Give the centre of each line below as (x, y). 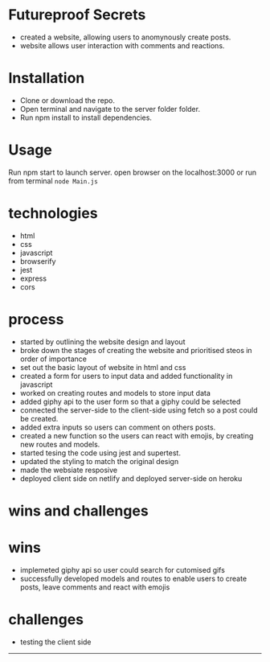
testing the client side (55, 642)
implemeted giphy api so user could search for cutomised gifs (122, 569)
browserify (38, 261)
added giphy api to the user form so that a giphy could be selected (130, 401)
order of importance (53, 359)
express (33, 278)
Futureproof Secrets (77, 15)
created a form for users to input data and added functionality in (126, 376)
